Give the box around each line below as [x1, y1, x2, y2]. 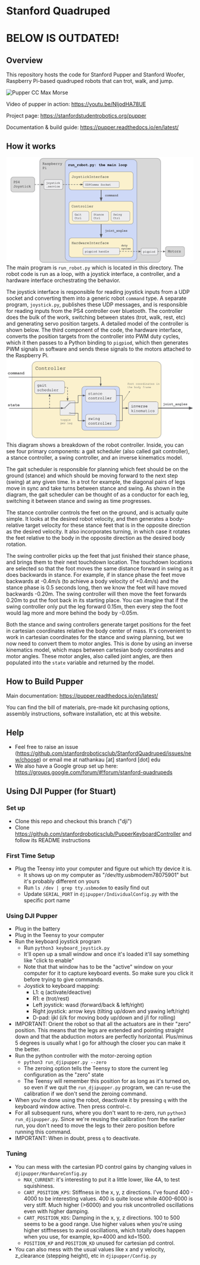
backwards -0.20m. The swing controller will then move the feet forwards [6, 590, 187, 598]
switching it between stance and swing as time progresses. [6, 498, 152, 505]
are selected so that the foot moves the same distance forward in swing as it [6, 565, 193, 572]
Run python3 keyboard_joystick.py [23, 944, 110, 951]
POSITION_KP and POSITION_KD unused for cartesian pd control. [23, 1239, 176, 1246]
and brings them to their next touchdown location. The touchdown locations [6, 558, 192, 566]
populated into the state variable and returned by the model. [6, 659, 155, 667]
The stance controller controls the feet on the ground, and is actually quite [6, 509, 189, 516]
